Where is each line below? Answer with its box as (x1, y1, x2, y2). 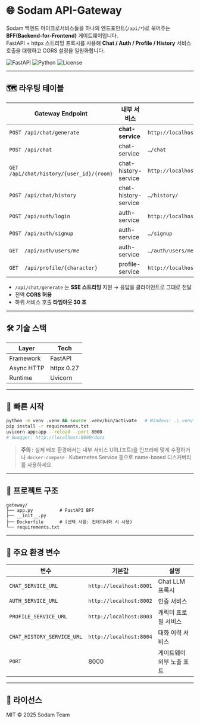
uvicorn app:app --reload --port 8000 (6, 429, 102, 435)
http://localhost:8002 (88, 597, 153, 604)
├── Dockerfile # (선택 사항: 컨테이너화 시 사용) (6, 518, 133, 525)
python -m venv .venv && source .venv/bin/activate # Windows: (6, 418, 171, 424)
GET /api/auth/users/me (9, 247, 80, 254)
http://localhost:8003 (88, 613, 153, 620)
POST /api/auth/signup (9, 230, 73, 237)
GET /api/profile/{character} (9, 264, 98, 271)
